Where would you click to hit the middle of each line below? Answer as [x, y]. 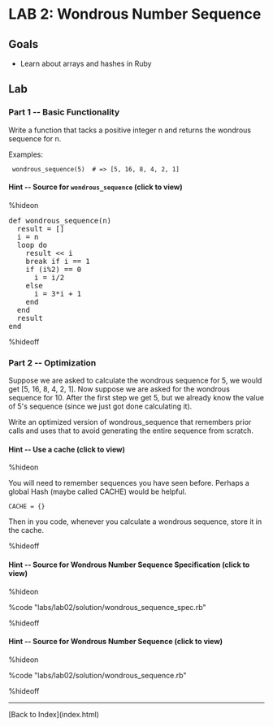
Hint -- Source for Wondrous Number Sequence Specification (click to [129, 565]
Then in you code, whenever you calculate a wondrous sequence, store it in [135, 521]
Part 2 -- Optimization [52, 362]
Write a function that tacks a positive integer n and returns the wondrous [130, 130]
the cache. [26, 530]
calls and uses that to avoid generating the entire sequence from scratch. [131, 431]
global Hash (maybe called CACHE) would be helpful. [97, 491]
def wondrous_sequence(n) [60, 221]
